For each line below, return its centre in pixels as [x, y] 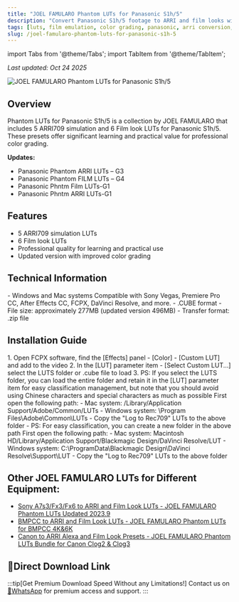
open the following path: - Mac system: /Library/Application [95, 403]
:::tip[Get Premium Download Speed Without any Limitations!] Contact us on [118, 584]
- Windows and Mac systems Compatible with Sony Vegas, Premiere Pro [114, 295]
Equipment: [34, 489]
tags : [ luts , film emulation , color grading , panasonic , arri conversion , [121, 27]
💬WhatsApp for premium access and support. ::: [78, 591]
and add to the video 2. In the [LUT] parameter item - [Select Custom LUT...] [119, 365]
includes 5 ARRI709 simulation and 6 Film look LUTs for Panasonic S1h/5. [115, 129]
